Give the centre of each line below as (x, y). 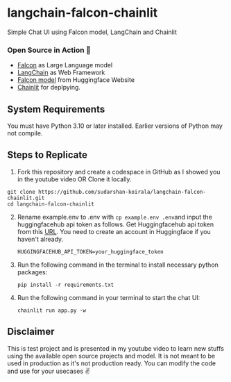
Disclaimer (31, 332)
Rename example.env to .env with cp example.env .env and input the (115, 217)
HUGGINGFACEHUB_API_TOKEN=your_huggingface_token (91, 251)
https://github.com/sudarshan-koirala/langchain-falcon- (122, 192)
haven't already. (40, 239)
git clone (22, 192)
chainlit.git (26, 198)
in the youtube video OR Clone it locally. (74, 179)
